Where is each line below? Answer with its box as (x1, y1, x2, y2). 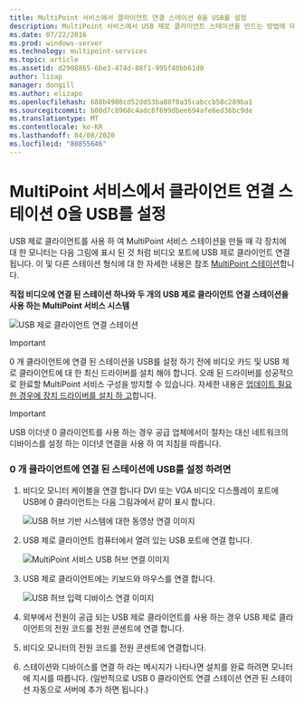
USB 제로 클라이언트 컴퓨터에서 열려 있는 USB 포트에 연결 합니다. (22, 535, 253, 546)
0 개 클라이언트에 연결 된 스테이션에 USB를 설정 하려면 (9, 462, 232, 475)
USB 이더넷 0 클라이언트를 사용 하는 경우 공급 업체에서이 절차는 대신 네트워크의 (9, 426, 289, 437)
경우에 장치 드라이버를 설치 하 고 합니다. (18, 390, 157, 401)
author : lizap (9, 72, 63, 81)
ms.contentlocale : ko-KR (9, 123, 103, 132)
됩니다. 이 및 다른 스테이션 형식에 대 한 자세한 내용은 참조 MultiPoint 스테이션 (9, 258, 280, 269)
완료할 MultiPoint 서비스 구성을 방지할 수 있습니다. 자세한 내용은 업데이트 (18, 378, 276, 389)
